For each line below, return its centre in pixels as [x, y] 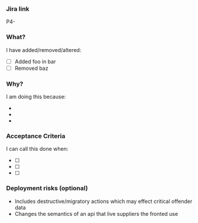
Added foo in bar [35, 62]
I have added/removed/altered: [44, 50]
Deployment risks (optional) [47, 188]
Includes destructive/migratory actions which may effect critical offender [103, 201]
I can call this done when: [37, 149]
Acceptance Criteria [36, 136]
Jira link [18, 9]
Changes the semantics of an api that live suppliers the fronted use [96, 214]
